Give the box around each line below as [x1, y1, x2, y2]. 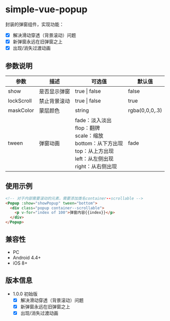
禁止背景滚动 [39, 97, 70, 105]
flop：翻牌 [75, 124, 100, 131]
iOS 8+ [12, 260, 28, 266]
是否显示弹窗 [39, 88, 70, 95]
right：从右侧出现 [75, 163, 117, 170]
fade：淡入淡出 [75, 116, 112, 124]
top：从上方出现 [75, 147, 114, 154]
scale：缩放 [75, 132, 104, 139]
